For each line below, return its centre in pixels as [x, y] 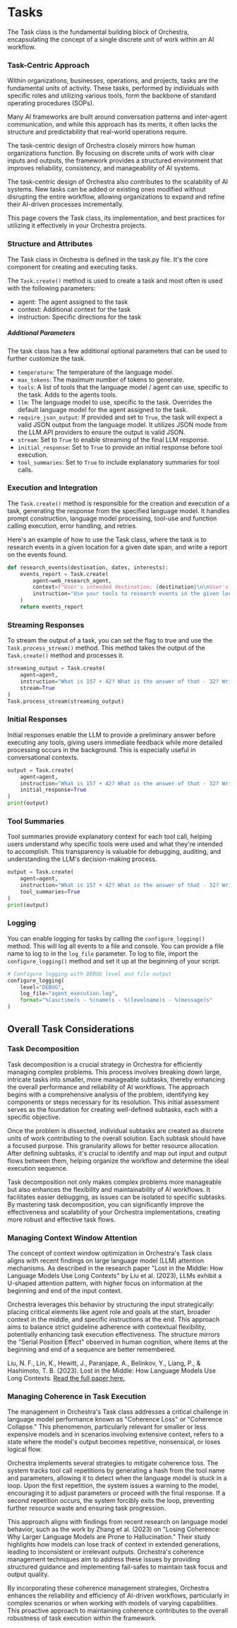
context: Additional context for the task [74, 309]
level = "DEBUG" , [42, 987]
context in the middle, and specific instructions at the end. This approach [114, 1320]
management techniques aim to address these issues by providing [104, 1559]
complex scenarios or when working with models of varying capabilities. [113, 1603]
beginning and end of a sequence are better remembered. [92, 1349]
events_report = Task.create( [65, 574]
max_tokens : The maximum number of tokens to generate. [101, 380]
